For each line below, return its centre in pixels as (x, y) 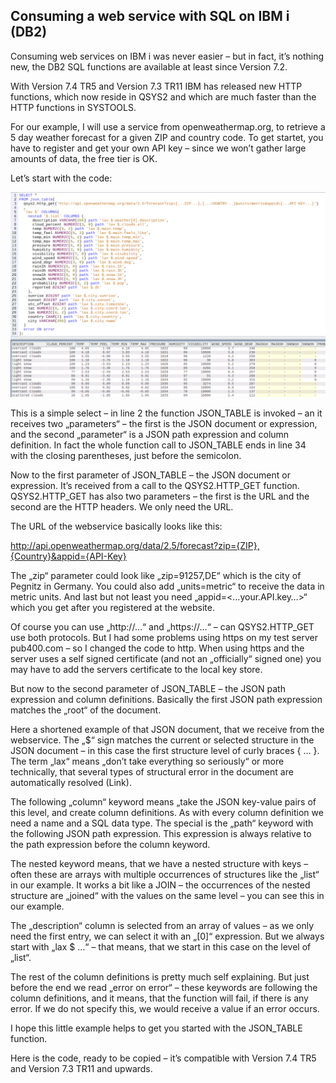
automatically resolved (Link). (71, 782)
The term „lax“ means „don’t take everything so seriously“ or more (147, 761)
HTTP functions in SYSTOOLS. (73, 107)
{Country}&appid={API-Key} (68, 556)
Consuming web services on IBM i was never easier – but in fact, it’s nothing (167, 56)
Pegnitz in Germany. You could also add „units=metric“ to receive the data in (167, 586)
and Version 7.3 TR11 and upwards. (81, 1068)
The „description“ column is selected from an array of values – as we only (162, 925)
